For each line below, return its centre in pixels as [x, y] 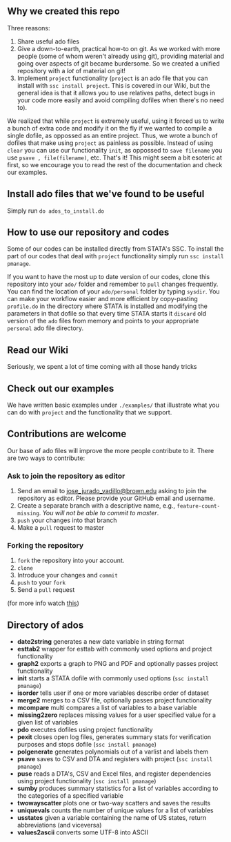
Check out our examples [61, 389]
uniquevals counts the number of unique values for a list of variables [115, 810]
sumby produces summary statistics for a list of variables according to [118, 788]
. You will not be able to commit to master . [99, 513]
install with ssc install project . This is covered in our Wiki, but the [113, 85]
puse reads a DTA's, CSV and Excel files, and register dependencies [114, 774]
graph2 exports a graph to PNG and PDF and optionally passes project [118, 664]
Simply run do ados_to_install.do [56, 211]
